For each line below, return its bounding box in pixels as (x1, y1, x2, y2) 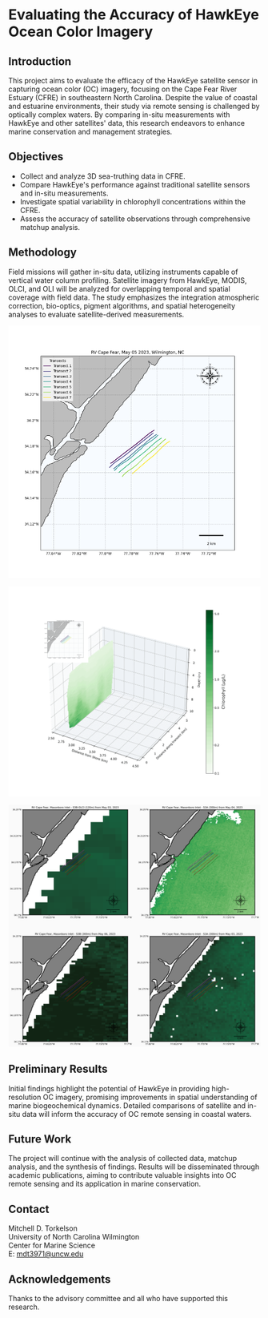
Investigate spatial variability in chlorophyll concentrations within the (19, 196, 246, 206)
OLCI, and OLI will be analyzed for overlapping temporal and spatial (8, 284, 230, 293)
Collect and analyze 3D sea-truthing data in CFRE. (19, 171, 186, 181)
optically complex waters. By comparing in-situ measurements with (8, 110, 230, 119)
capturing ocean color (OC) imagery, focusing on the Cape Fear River (8, 84, 238, 94)
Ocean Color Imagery (8, 22, 154, 41)
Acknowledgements (8, 1272, 111, 1286)
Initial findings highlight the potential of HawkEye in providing (8, 1083, 210, 1093)
